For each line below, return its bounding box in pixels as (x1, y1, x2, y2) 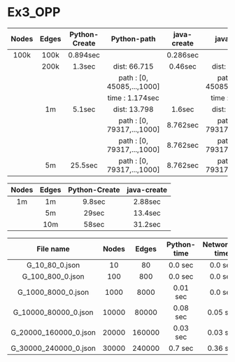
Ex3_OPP (7, 4, 61, 20)
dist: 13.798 (113, 104, 154, 114)
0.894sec (68, 50, 100, 60)
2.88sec (133, 197, 161, 207)
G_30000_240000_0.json (10, 343, 96, 353)
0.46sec (169, 61, 197, 71)
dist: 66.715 (113, 61, 154, 71)
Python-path (111, 34, 156, 43)
